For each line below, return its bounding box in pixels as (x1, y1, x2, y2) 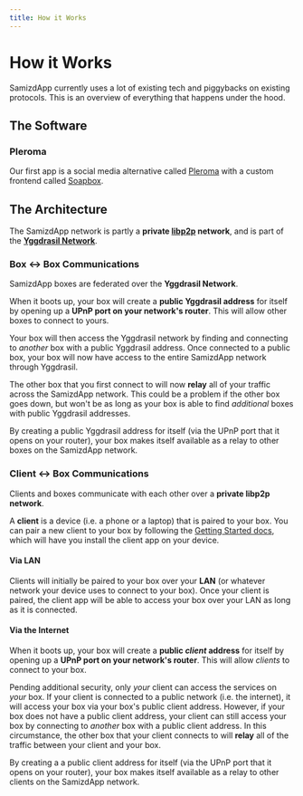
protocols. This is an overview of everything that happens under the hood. (9, 91, 286, 102)
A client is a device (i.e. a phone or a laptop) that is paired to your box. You (9, 515, 289, 526)
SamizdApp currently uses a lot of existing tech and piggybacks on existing (9, 82, 291, 93)
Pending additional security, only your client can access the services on (9, 682, 278, 693)
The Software (9, 118, 88, 133)
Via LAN (9, 555, 41, 566)
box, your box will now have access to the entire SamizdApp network (9, 352, 267, 363)
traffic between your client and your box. (9, 740, 161, 751)
